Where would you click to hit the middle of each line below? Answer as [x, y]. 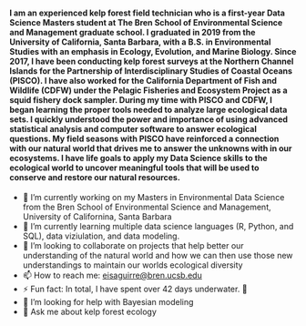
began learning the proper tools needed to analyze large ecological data [148, 109]
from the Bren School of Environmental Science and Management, [147, 207]
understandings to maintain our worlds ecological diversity [133, 265]
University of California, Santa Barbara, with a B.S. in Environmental [140, 42]
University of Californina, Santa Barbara [97, 217]
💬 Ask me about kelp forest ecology [90, 312]
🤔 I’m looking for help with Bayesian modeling [108, 302]
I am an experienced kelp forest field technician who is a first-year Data [147, 13]
